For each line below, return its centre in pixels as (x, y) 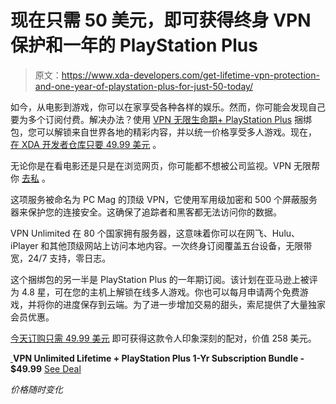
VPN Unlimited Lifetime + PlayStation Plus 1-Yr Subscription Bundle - (158, 358)
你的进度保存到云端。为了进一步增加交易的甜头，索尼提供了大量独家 (185, 304)
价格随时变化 (36, 389)
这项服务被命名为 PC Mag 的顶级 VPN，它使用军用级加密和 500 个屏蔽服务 (164, 199)
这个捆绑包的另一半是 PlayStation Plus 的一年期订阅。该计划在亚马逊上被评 (164, 279)
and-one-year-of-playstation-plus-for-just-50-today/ (144, 86)
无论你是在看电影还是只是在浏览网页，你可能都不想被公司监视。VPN (151, 165)
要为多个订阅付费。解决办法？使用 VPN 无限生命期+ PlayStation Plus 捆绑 (161, 119)
